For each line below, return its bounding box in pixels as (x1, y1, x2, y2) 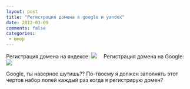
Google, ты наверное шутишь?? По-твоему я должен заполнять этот (6, 70, 178, 77)
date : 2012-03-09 (6, 19, 49, 25)
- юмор (8, 36, 25, 42)
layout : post (6, 8, 38, 15)
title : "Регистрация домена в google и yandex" (6, 14, 125, 20)
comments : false (6, 25, 46, 31)
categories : (6, 31, 35, 37)
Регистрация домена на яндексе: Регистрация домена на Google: (6, 53, 184, 60)
